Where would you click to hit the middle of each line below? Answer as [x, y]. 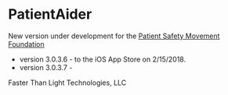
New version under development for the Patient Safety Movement [114, 36]
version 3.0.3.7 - [46, 67]
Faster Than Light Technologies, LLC [67, 83]
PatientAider [50, 14]
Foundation [26, 44]
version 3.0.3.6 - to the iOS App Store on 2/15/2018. [103, 59]
